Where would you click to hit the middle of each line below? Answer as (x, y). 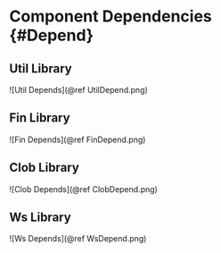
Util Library (41, 68)
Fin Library (40, 118)
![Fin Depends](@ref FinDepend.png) (78, 139)
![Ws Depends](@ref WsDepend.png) (78, 239)
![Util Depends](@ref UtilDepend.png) (79, 90)
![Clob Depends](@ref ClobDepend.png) (83, 189)
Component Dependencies (110, 17)
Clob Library (45, 168)
